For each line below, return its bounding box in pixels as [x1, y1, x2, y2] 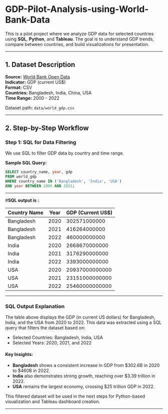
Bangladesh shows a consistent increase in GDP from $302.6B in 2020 [12, 362, 160, 368]
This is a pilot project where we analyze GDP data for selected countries [5, 30, 154, 36]
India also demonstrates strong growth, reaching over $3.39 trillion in [12, 373, 155, 379]
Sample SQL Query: [5, 160, 47, 166]
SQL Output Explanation [5, 302, 65, 309]
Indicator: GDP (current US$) [5, 79, 66, 85]
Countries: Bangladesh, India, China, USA [5, 89, 92, 95]
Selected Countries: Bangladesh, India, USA [12, 334, 103, 340]
